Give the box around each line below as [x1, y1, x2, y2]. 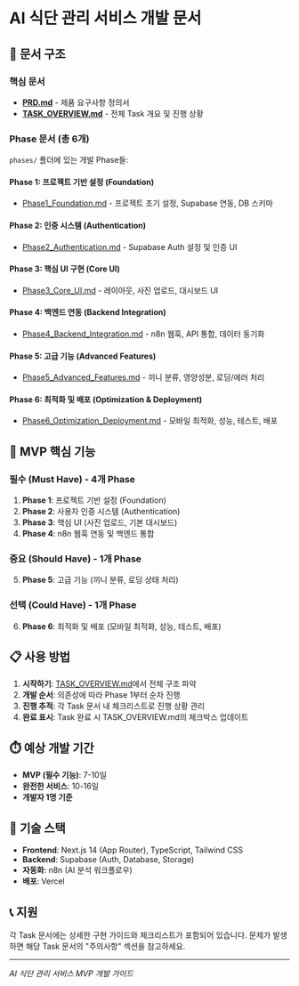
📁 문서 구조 [9, 46, 67, 61]
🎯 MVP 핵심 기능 [9, 444, 96, 459]
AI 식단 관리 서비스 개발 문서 [9, 8, 202, 28]
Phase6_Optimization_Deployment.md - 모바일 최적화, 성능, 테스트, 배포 [21, 416, 279, 426]
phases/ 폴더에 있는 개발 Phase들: [9, 155, 129, 166]
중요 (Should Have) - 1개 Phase [9, 553, 142, 565]
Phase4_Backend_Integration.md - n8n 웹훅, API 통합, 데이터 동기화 [21, 328, 265, 339]
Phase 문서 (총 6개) [9, 133, 90, 145]
